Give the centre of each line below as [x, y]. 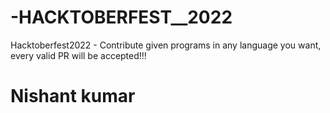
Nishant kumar [73, 96]
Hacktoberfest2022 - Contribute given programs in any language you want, [166, 45]
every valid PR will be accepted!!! [78, 55]
